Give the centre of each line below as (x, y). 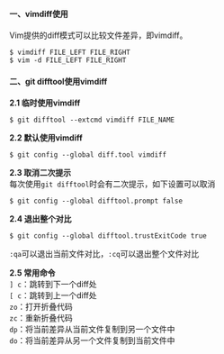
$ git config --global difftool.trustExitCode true (108, 236)
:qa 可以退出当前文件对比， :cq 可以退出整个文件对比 (104, 254)
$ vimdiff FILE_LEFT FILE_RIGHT (70, 53)
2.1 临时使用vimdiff (45, 103)
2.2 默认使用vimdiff (46, 138)
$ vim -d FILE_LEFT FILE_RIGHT (68, 60)
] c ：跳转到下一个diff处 (53, 285)
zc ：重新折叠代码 (41, 318)
